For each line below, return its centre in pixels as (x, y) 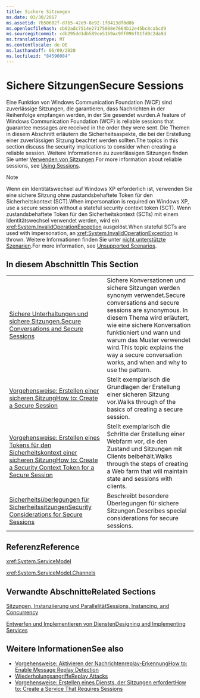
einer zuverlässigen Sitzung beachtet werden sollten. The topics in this (92, 140)
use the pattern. (129, 370)
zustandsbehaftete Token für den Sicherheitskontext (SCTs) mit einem (92, 214)
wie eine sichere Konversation (149, 325)
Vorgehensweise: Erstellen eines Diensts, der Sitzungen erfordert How (100, 682)
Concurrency (22, 612)
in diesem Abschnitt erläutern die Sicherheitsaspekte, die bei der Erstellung (99, 134)
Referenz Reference (43, 547)
